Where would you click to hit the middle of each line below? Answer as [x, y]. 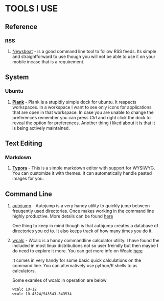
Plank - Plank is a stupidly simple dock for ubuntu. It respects [74, 102]
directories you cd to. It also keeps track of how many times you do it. [82, 231]
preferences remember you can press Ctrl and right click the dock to [81, 117]
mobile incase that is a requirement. [48, 61]
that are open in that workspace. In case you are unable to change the [83, 112]
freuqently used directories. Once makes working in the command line [83, 211]
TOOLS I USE [32, 9]
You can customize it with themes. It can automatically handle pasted [82, 173]
